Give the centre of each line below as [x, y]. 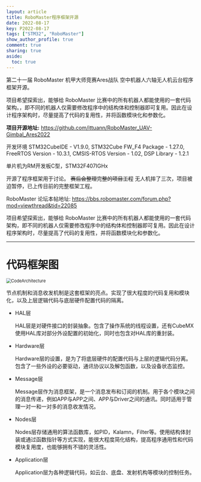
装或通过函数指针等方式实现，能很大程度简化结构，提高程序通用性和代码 [104, 439]
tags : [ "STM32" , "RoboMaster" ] [45, 34]
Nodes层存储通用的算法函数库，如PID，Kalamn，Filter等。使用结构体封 [103, 432]
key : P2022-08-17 [28, 28]
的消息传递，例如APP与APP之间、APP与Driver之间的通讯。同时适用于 [101, 399]
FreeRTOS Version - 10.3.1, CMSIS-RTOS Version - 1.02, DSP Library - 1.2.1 [98, 153]
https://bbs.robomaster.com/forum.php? [121, 199]
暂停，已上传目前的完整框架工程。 [53, 186]
